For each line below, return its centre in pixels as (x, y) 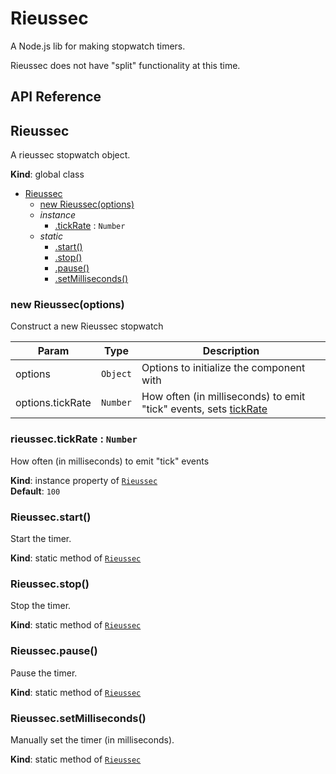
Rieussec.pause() (54, 651)
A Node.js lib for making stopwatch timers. (98, 46)
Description (231, 351)
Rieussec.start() (51, 517)
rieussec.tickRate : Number (74, 439)
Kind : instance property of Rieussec (84, 480)
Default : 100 (35, 491)
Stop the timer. (41, 606)
